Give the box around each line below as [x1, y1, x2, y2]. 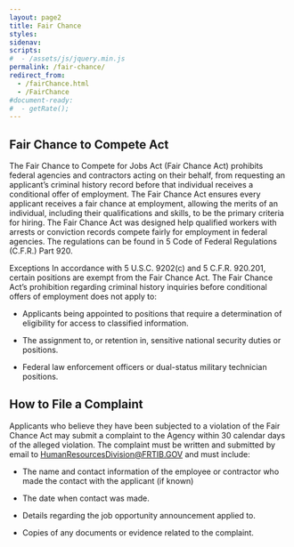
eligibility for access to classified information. [21, 318, 189, 329]
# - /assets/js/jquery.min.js [9, 54, 126, 63]
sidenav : [9, 37, 42, 47]
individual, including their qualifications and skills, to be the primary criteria [9, 208, 285, 219]
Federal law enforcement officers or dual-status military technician [21, 362, 267, 373]
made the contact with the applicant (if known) [21, 475, 194, 486]
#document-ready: [9, 95, 74, 105]
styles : [9, 29, 38, 38]
